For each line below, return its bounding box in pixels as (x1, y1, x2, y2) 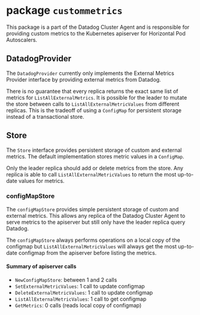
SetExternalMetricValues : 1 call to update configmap (14, 283, 145, 290)
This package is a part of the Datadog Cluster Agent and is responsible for (6, 23, 190, 31)
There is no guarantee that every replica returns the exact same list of (6, 88, 178, 95)
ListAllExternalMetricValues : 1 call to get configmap (14, 295, 147, 303)
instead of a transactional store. (6, 113, 84, 120)
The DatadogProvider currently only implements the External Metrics (6, 70, 175, 77)
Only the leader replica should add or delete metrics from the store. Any (6, 164, 184, 172)
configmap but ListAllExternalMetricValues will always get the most (6, 242, 177, 250)
